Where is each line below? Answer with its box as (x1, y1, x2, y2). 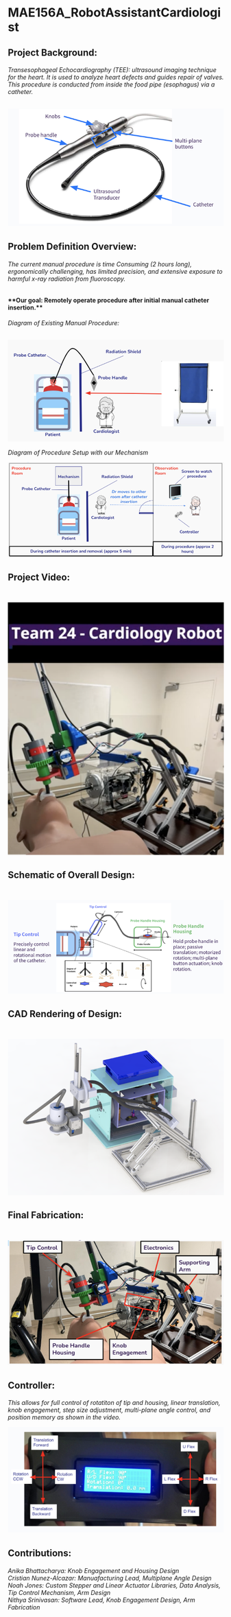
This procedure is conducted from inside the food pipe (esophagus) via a (8, 80, 215, 89)
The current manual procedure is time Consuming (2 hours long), (8, 260, 193, 268)
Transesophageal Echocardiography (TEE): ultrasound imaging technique (8, 66, 217, 74)
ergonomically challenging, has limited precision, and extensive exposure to (8, 268, 223, 275)
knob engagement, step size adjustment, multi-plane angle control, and (8, 1406, 211, 1415)
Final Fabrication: (8, 1209, 84, 1221)
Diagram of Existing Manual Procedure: (8, 319, 119, 327)
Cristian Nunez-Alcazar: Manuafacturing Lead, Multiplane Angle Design (8, 1574, 212, 1582)
